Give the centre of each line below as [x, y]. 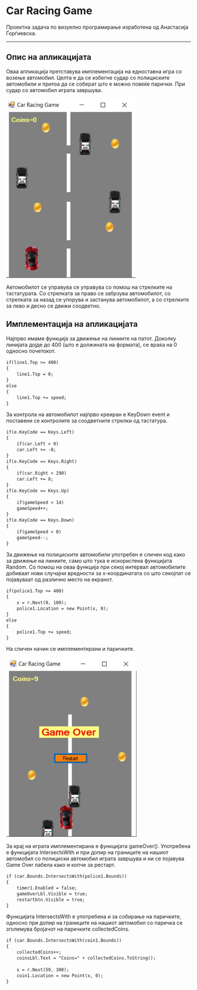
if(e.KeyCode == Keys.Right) [42, 461]
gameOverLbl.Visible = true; [52, 894]
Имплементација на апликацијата [72, 324]
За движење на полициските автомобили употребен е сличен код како [96, 554]
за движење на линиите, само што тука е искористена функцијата [89, 560]
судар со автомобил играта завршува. [54, 90]
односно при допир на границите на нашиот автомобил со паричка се [94, 923]
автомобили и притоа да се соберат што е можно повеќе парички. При [96, 84]
